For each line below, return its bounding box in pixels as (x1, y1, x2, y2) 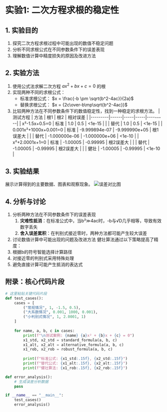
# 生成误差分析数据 (14, 379, 49, 384)
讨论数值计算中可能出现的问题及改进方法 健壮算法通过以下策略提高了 (12, 236, 154, 242)
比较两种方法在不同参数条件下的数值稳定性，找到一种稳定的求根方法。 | (12, 108, 160, 114)
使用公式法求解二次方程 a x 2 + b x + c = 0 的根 (12, 82, 106, 89)
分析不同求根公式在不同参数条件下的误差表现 (12, 46, 105, 52)
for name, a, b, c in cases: (14, 328, 75, 333)
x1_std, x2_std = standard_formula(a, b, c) (23, 337, 117, 342)
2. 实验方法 (5, 68, 39, 77)
